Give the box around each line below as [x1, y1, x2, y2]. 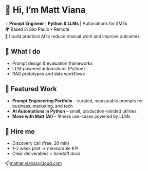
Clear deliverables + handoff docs [12, 151, 81, 156]
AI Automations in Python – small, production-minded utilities [12, 108, 137, 114]
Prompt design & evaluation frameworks [12, 60, 93, 66]
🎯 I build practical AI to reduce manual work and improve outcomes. [5, 33, 141, 39]
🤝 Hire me [5, 127, 35, 135]
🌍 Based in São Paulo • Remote [5, 26, 70, 32]
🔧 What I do [5, 47, 40, 56]
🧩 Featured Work [5, 85, 57, 93]
